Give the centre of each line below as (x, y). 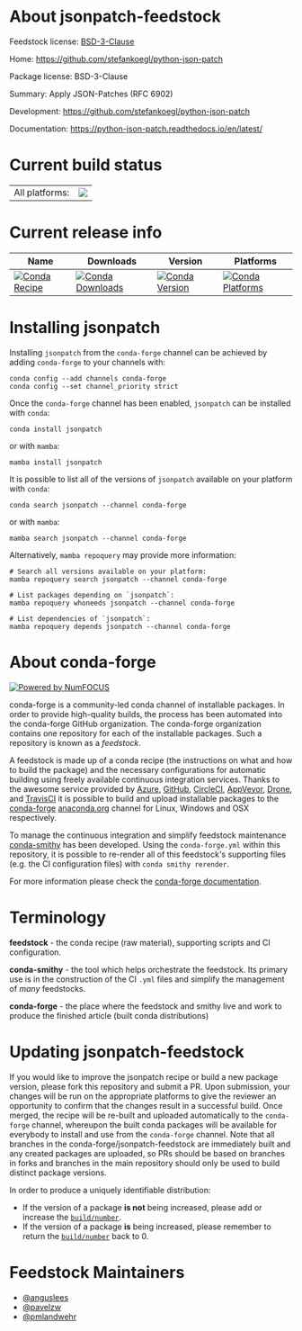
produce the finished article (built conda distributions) (109, 1015)
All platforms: (42, 193)
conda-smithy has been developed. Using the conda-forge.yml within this (145, 844)
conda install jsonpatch (56, 429)
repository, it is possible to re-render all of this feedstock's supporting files (147, 854)
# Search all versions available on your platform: (108, 571)
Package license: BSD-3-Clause (69, 76)
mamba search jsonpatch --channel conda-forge (98, 538)
